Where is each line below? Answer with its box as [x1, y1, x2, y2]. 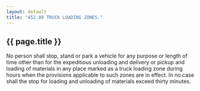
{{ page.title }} [6, 37, 62, 47]
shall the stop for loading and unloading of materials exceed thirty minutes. [6, 78, 191, 85]
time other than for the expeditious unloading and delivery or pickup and [6, 59, 185, 66]
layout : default [6, 8, 47, 15]
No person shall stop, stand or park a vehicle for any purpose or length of [6, 52, 187, 60]
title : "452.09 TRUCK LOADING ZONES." [6, 14, 103, 20]
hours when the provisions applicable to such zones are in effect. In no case [6, 71, 195, 78]
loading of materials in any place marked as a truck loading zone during [6, 65, 183, 72]
